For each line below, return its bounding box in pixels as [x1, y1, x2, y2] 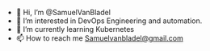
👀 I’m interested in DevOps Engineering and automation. [15, 16, 203, 25]
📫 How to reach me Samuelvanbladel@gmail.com [15, 33, 183, 43]
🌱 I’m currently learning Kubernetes [15, 25, 135, 33]
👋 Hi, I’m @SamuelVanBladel [15, 8, 111, 17]
